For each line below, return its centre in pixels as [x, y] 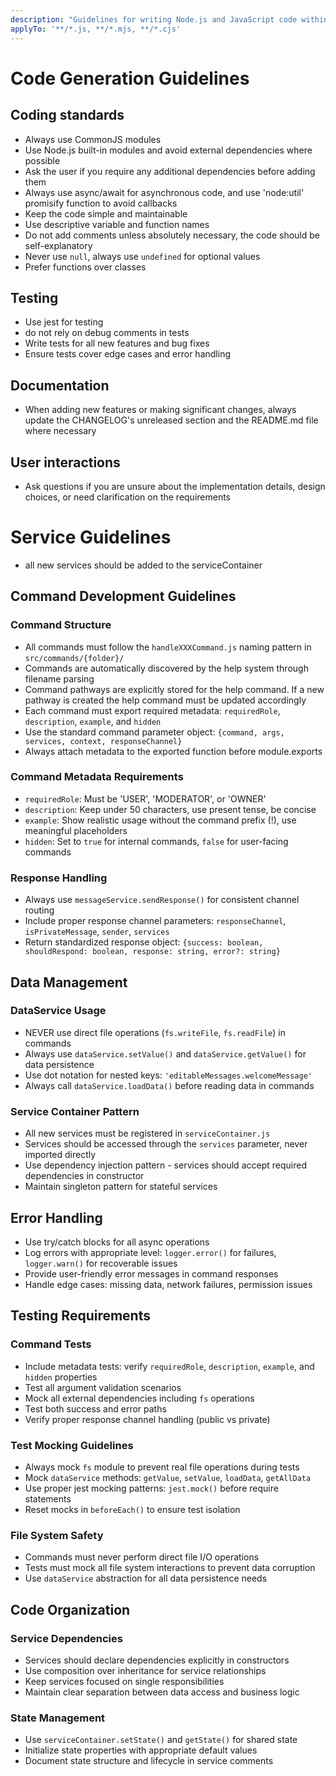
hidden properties [61, 1377]
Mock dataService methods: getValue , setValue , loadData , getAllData [168, 1477]
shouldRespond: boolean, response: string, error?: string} [152, 952]
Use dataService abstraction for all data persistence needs [146, 1578]
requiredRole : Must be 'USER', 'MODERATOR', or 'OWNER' [145, 798]
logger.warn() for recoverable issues [101, 1263]
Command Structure [61, 625]
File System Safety [57, 1535]
